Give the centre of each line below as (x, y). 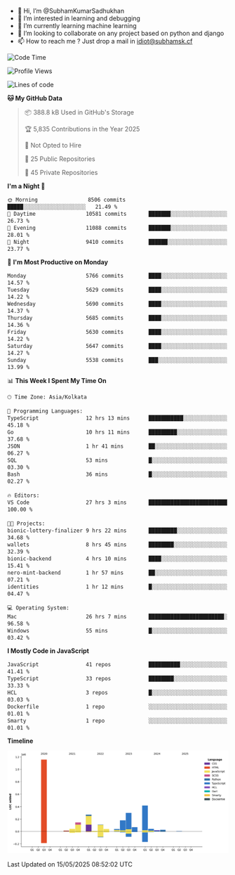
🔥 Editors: (23, 495)
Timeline (20, 741)
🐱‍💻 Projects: (26, 524)
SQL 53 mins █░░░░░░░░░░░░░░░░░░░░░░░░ (117, 460)
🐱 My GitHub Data (35, 98)
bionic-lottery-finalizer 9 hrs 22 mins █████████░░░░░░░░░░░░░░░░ (117, 531)
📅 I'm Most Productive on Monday (58, 262)
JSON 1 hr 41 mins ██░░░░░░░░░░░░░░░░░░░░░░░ (117, 446)
